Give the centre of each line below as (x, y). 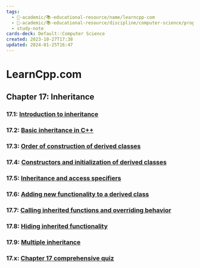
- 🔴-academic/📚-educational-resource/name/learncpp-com (83, 17)
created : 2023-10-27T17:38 (40, 39)
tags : (13, 12)
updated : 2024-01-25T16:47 (40, 45)
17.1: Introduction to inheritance (52, 114)
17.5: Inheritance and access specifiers (64, 178)
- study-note (28, 28)
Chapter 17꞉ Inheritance (50, 97)
